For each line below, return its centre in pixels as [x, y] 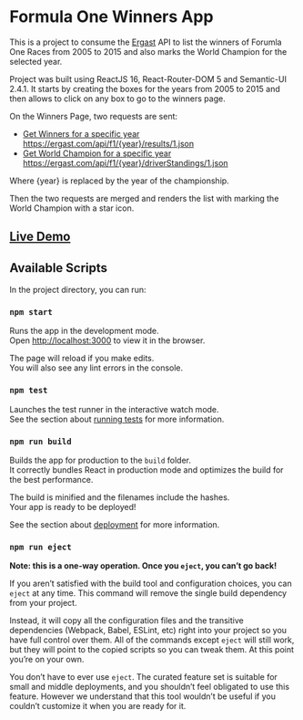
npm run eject [40, 547]
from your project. [43, 603]
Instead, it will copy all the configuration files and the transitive [126, 621]
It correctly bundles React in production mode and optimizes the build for [146, 470]
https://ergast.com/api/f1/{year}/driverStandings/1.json [126, 162]
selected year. [36, 61]
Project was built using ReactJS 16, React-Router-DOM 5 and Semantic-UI [148, 78]
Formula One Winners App [111, 17]
